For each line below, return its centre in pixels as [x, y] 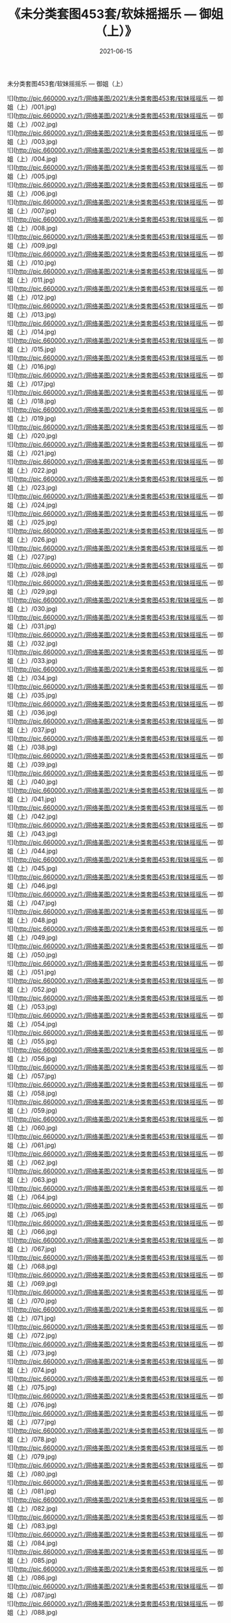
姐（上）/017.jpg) [31, 383]
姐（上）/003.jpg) [32, 141]
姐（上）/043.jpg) [32, 833]
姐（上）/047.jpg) [32, 903]
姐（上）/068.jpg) [32, 1266]
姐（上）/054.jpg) [32, 1024]
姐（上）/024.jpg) [32, 505]
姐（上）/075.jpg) [32, 1387]
